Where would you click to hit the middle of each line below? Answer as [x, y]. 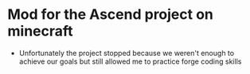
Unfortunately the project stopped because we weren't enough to [127, 53]
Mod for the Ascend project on [111, 15]
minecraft [40, 31]
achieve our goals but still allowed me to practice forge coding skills [130, 61]
